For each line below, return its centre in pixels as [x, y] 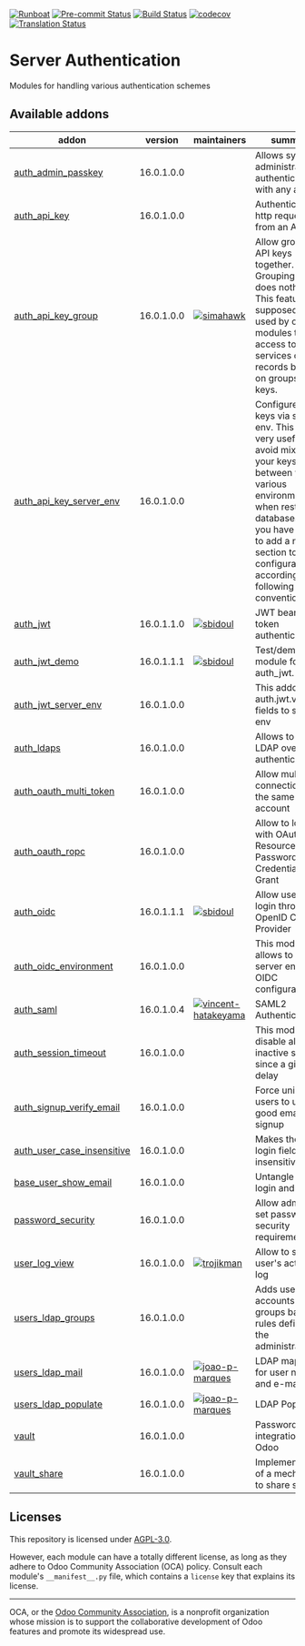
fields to [273, 710]
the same [275, 796]
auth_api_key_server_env [67, 500]
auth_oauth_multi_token [64, 791]
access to [276, 344]
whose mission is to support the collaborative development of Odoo [136, 1621]
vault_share [39, 1473]
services [274, 355]
